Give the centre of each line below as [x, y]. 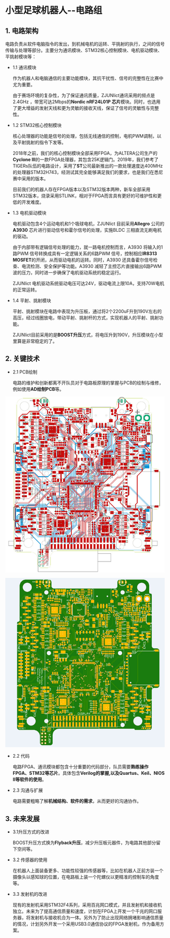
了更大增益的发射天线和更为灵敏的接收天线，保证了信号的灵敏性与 [81, 108]
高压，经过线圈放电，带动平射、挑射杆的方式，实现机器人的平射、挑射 [86, 318]
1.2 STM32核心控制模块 [37, 125]
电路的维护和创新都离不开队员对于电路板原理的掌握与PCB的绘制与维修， [88, 383]
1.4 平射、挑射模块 [32, 301]
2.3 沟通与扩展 [28, 790]
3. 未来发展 [23, 819]
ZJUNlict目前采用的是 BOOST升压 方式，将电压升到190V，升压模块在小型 [88, 335]
